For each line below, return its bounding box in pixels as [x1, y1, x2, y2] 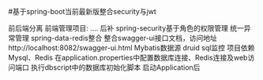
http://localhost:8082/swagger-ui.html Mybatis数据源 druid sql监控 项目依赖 [8, 43, 255, 53]
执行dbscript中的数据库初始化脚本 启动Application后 [30, 63, 201, 72]
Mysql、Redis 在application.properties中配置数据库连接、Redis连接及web [8, 53, 248, 62]
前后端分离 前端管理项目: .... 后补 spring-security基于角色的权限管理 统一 [8, 24, 245, 33]
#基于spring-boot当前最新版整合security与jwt [8, 7, 156, 16]
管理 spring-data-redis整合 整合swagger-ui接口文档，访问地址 [14, 34, 217, 42]
